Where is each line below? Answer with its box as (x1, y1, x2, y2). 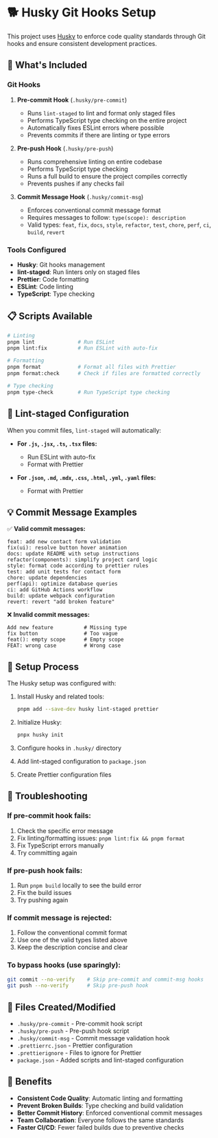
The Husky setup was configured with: (7, 679, 117, 687)
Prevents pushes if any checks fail (27, 179, 125, 187)
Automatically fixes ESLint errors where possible (27, 124, 165, 132)
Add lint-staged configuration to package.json (16, 757, 146, 765)
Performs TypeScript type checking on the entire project (27, 116, 187, 124)
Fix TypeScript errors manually (16, 841, 104, 850)
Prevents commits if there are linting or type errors (27, 130, 170, 139)
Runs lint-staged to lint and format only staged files (27, 109, 176, 117)
